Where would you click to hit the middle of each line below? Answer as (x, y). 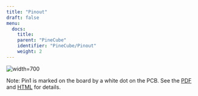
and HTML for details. (34, 87)
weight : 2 (30, 52)
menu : (13, 23)
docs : (19, 29)
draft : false (23, 18)
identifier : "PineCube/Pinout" (57, 46)
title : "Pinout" (27, 12)
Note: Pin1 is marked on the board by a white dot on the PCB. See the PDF (99, 80)
